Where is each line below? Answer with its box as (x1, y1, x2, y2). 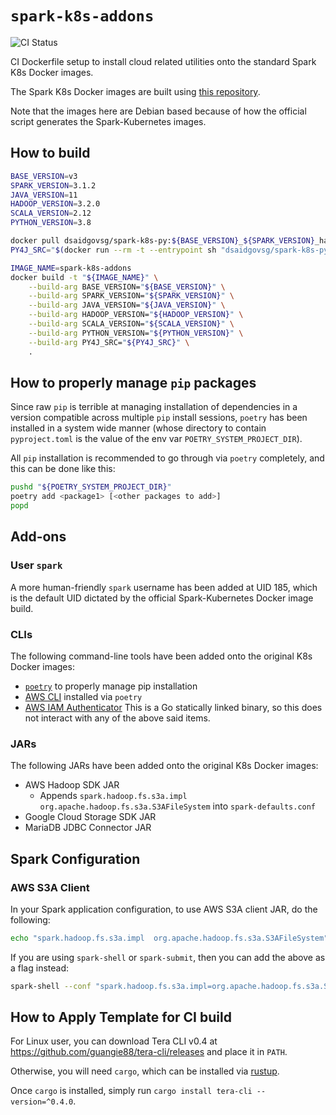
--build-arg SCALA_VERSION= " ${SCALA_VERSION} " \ (28, 319, 235, 329)
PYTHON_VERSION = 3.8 (10, 218, 92, 228)
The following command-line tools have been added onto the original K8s (10, 650, 313, 662)
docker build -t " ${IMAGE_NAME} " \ (10, 272, 159, 282)
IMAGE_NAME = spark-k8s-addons (10, 263, 132, 273)
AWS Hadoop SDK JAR (24, 779, 120, 791)
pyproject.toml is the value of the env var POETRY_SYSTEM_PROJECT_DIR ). (10, 433, 303, 445)
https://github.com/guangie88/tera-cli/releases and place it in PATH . (10, 1046, 288, 1058)
